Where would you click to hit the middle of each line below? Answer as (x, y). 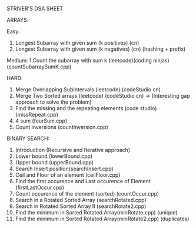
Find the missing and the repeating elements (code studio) (86, 108)
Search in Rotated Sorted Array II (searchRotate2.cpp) (81, 206)
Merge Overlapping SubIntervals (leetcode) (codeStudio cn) (88, 90)
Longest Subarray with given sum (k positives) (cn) (77, 43)
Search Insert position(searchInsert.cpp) (64, 168)
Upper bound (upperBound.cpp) (54, 162)
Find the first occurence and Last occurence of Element (83, 181)
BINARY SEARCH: (28, 138)
